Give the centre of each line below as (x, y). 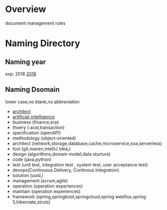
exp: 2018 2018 (21, 74)
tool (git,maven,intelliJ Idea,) (41, 148)
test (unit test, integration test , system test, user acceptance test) (80, 164)
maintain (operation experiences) (46, 191)
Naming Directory (43, 43)
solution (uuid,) (28, 175)
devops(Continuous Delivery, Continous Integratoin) (66, 170)
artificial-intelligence (33, 117)
